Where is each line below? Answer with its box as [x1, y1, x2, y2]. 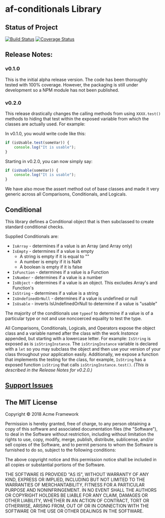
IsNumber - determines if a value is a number [12, 275, 103, 280]
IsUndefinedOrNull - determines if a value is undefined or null [12, 295, 138, 302]
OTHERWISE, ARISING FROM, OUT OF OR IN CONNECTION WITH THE [5, 503, 149, 509]
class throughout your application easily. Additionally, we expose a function [5, 352, 159, 358]
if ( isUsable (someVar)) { [5, 168, 58, 173]
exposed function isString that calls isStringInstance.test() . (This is [5, 362, 149, 368]
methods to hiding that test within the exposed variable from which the [5, 116, 149, 121]
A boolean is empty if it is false [19, 264, 82, 270]
